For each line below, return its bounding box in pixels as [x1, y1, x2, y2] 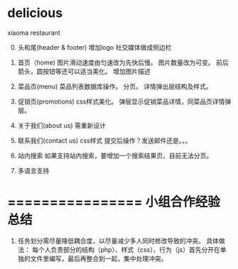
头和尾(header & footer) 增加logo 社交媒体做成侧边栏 [17, 43, 172, 51]
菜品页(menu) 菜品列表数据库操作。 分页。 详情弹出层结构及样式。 [17, 82, 212, 90]
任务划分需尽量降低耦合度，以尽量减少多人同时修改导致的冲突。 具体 [17, 236, 219, 245]
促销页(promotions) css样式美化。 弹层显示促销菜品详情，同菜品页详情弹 [17, 97, 232, 106]
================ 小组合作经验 [7, 194, 220, 210]
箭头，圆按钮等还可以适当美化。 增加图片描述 [17, 67, 151, 75]
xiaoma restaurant [7, 28, 60, 37]
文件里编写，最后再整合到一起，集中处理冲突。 [30, 254, 168, 263]
